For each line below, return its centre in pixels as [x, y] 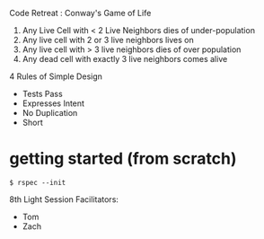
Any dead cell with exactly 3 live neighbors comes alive [125, 59]
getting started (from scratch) [123, 159]
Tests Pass [42, 94]
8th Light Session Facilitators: [64, 199]
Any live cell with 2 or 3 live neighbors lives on [108, 40]
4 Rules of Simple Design [56, 76]
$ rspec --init [38, 182]
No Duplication [50, 113]
